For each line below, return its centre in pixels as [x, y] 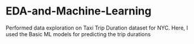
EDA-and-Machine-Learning [79, 11]
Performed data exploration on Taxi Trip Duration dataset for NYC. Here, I [97, 28]
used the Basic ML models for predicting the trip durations [78, 34]
